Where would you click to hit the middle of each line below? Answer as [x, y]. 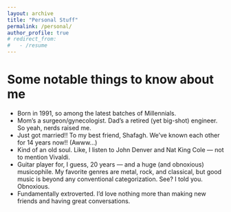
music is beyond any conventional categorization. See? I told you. [110, 179]
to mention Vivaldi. [43, 157]
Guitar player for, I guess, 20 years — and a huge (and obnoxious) [110, 164]
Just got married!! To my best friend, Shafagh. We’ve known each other [118, 135]
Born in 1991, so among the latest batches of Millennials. [97, 113]
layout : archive [30, 13]
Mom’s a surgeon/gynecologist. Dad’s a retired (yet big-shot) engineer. [117, 120]
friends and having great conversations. [74, 201]
